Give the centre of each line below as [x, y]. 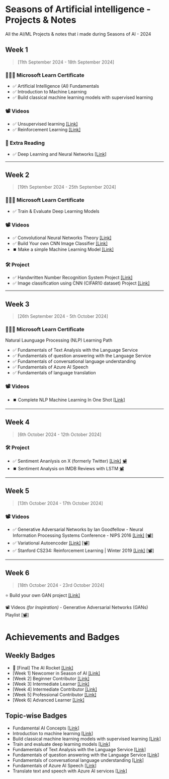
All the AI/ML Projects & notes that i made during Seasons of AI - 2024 [78, 34]
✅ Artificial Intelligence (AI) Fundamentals [56, 86]
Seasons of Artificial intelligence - [78, 9]
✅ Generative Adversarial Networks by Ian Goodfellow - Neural [78, 529]
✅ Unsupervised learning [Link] [45, 124]
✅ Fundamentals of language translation [54, 373]
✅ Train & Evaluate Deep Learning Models [56, 211]
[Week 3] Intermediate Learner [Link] [51, 684]
